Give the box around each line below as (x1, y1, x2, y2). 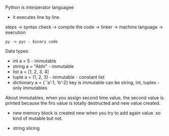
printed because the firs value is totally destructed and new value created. (5, 100, 161, 106)
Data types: (5, 48, 29, 54)
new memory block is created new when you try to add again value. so (12, 110, 161, 116)
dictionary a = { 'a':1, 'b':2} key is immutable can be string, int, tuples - (12, 80, 160, 85)
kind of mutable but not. (12, 115, 63, 121)
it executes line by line (12, 14, 59, 20)
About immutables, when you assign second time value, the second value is (5, 95, 164, 100)
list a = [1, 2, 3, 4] (12, 69, 49, 75)
